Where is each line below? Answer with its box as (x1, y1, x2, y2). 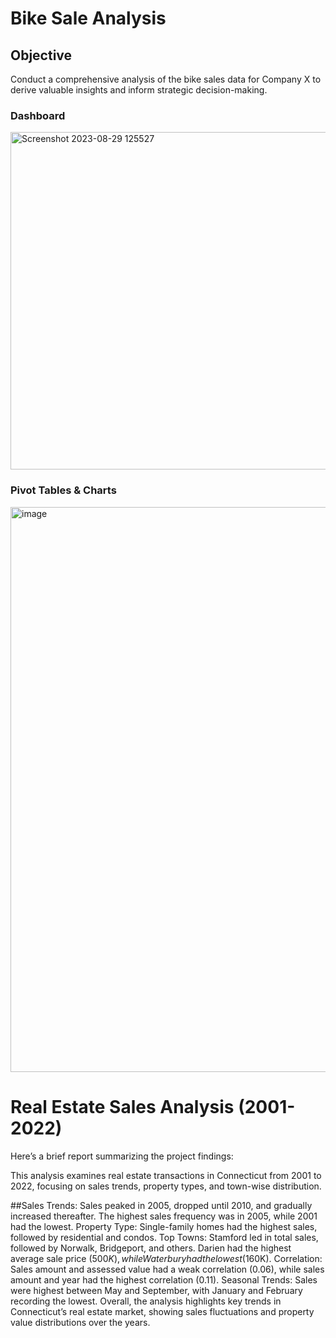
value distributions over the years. (10, 1316, 151, 1328)
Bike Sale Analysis (10, 7, 167, 30)
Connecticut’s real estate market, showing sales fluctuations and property (10, 1305, 315, 1317)
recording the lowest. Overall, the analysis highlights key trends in (10, 1295, 282, 1307)
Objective (10, 47, 73, 64)
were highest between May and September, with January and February (10, 1284, 303, 1296)
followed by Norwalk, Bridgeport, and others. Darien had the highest (10, 1242, 292, 1254)
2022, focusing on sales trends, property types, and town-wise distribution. (10, 1180, 322, 1192)
